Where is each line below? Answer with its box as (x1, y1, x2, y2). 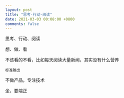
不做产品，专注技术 (5, 77, 45, 83)
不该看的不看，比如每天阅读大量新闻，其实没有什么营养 (5, 57, 119, 63)
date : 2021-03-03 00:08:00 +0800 (5, 16, 75, 21)
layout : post (5, 7, 32, 12)
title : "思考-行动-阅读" (5, 12, 52, 17)
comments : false (5, 21, 39, 26)
